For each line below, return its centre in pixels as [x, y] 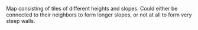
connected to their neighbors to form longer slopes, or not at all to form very [99, 15]
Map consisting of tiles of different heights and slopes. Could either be [92, 9]
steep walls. [21, 21]
